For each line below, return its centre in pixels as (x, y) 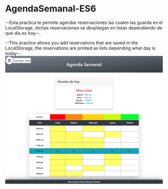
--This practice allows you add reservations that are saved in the (72, 42)
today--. (14, 53)
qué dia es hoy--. (23, 33)
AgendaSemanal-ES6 (51, 9)
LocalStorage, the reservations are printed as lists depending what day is (80, 48)
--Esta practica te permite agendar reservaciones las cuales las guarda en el (84, 22)
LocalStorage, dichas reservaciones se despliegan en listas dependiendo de (84, 27)
